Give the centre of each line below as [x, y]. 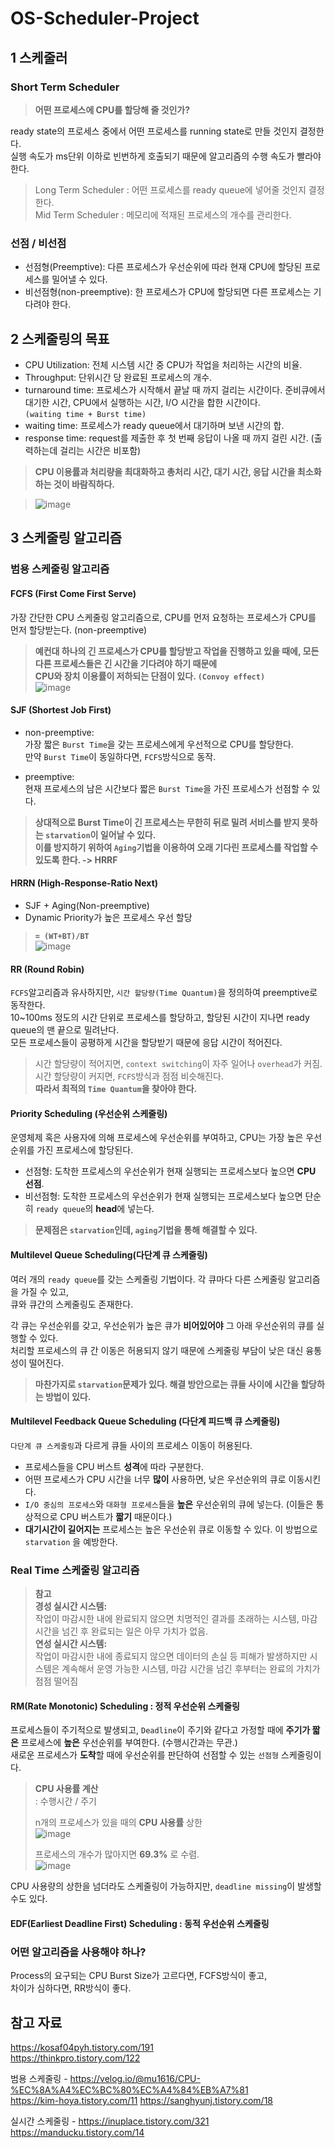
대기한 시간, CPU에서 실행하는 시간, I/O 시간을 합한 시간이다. [142, 402]
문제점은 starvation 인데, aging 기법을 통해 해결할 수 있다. [146, 1230]
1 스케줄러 [39, 57]
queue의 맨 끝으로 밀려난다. [65, 1030]
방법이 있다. [68, 1396]
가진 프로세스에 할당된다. [85, 1150]
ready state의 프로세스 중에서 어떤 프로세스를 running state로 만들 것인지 [154, 131]
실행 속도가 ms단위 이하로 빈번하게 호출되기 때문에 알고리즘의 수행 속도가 [152, 156]
